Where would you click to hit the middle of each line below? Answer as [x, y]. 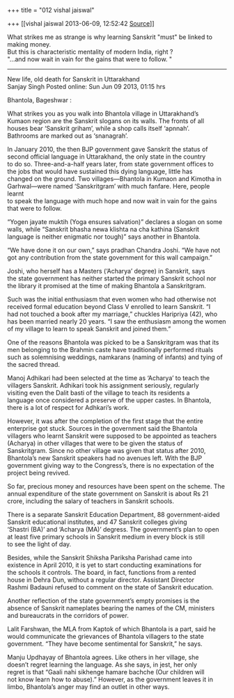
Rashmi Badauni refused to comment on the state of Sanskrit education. [110, 587]
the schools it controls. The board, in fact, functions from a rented [102, 572]
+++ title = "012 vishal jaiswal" [51, 10]
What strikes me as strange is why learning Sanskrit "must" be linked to [110, 37]
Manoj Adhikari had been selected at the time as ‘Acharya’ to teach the [109, 378]
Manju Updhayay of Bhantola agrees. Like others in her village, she [103, 657]
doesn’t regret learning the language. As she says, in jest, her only [102, 665]
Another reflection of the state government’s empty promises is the [103, 601]
